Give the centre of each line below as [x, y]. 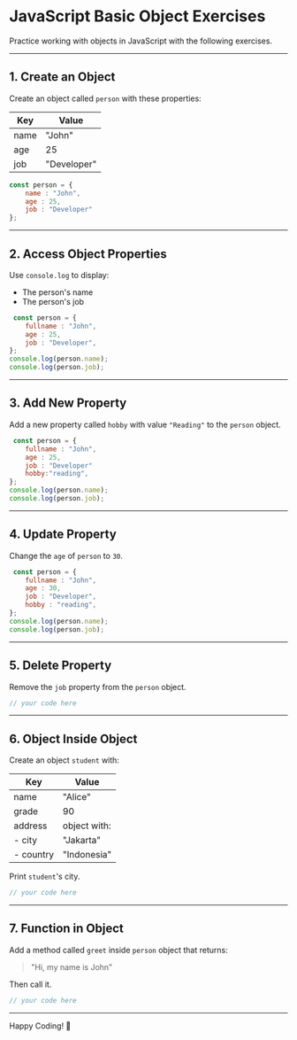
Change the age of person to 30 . [66, 555]
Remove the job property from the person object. [98, 687]
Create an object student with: [64, 760]
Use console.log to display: [59, 275]
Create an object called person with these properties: [105, 98]
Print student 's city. [45, 877]
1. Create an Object [62, 77]
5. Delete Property [61, 666]
